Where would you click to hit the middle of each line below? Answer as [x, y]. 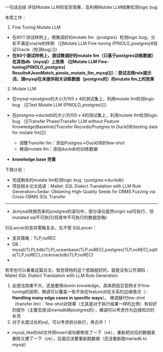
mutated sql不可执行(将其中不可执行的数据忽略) [59, 217]
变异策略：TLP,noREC [34, 238]
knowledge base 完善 [34, 159]
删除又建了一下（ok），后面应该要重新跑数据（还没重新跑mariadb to [79, 338]
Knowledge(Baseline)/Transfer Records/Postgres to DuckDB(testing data [85, 127]
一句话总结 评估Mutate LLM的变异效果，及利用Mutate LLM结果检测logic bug [81, 7]
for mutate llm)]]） [31, 132]
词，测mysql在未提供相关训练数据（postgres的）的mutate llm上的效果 [83, 79]
